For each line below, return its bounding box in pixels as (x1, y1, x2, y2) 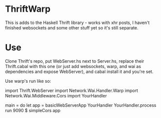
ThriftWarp (5, 3, 51, 15)
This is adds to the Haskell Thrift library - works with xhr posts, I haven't (5, 20, 150, 25)
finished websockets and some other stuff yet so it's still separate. (5, 24, 139, 30)
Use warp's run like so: (5, 78, 51, 84)
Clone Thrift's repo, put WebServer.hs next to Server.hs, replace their (5, 58, 144, 64)
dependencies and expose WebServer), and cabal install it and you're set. (5, 69, 154, 74)
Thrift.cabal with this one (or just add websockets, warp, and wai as (5, 63, 141, 69)
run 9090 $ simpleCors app (5, 107, 61, 113)
